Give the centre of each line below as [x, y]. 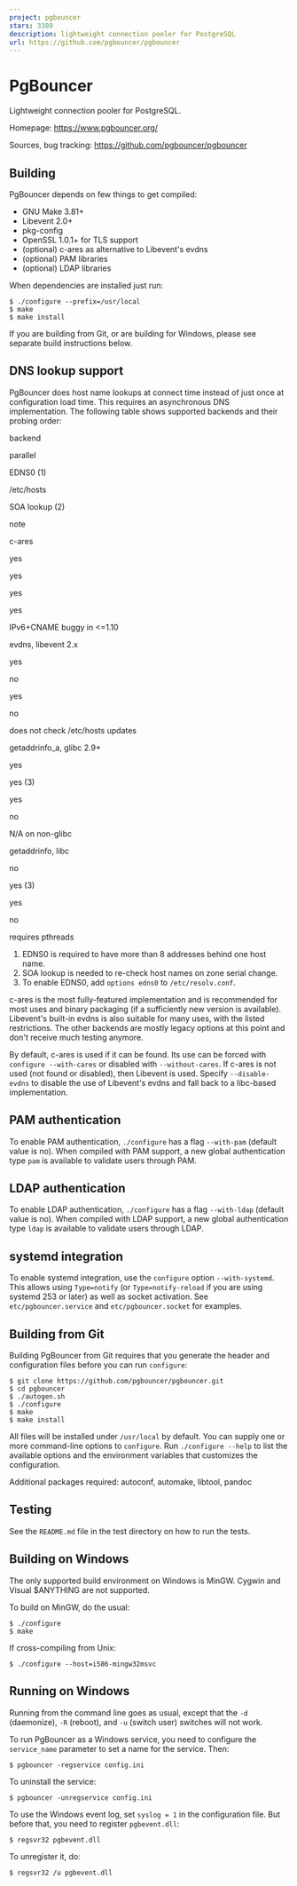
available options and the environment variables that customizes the [134, 1455]
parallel [23, 455]
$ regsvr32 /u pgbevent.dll [61, 1873]
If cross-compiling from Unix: [63, 1647]
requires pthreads [42, 937]
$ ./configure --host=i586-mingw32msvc [83, 1664]
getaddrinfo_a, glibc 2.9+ [55, 748]
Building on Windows [69, 1559]
